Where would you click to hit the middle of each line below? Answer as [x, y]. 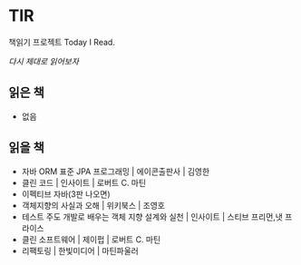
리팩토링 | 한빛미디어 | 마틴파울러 [80, 250]
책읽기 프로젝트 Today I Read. [62, 42]
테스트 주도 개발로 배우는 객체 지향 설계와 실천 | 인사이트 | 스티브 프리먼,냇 [152, 216]
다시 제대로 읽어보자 [44, 61]
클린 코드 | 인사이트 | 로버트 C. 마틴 [84, 182]
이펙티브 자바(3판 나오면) [66, 194]
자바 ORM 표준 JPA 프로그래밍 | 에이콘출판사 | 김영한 [116, 171]
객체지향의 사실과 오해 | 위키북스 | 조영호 [93, 205]
